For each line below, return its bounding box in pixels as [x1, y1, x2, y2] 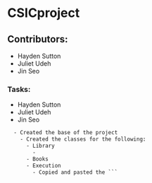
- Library [25, 143, 55, 150]
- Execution [25, 162, 61, 169]
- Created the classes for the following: [20, 136, 146, 143]
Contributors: [7, 33, 68, 45]
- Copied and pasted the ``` [32, 168, 118, 176]
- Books [25, 155, 49, 163]
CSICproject [7, 5, 80, 21]
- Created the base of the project [13, 129, 118, 136]
